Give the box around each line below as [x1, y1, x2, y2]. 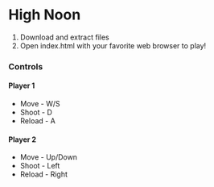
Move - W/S [19, 99, 60, 109]
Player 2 [8, 135, 37, 144]
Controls [8, 60, 43, 72]
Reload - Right [19, 169, 68, 179]
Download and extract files [19, 32, 110, 42]
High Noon [8, 6, 81, 24]
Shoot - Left [19, 161, 60, 171]
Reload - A [19, 116, 56, 126]
